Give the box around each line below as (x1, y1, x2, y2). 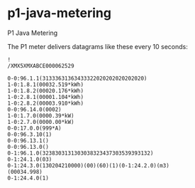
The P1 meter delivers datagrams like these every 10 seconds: (7, 42, 188, 51)
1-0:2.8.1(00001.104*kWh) (7, 93, 84, 100)
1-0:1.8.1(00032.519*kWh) (7, 80, 84, 88)
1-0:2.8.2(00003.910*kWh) (7, 100, 84, 107)
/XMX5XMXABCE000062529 (7, 62, 74, 69)
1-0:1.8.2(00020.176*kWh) (7, 87, 84, 94)
